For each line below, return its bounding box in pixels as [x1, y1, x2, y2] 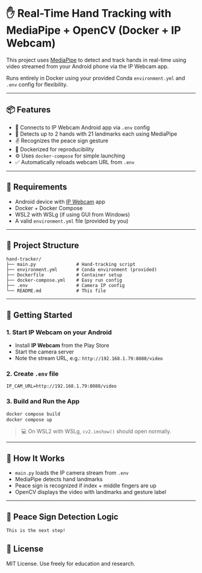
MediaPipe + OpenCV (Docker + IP [6, 24, 182, 37]
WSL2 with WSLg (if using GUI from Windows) [14, 211, 130, 218]
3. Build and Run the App [6, 397, 80, 406]
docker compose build [6, 411, 61, 417]
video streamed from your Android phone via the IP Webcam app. [6, 63, 169, 70]
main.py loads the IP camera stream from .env [14, 469, 129, 476]
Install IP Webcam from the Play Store [14, 342, 109, 349]
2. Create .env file [6, 369, 59, 378]
